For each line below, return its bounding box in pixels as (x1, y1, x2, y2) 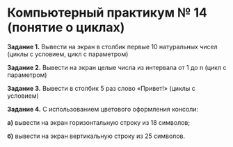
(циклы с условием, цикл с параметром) (7, 50, 129, 58)
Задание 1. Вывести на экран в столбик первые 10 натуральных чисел (7, 42, 218, 51)
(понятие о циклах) (7, 19, 125, 35)
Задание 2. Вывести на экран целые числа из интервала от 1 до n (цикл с (7, 63, 227, 71)
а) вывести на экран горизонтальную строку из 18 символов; (7, 118, 190, 126)
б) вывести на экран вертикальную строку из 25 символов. (7, 132, 186, 140)
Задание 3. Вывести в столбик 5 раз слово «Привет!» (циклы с (7, 84, 196, 92)
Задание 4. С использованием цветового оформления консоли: (7, 105, 199, 113)
